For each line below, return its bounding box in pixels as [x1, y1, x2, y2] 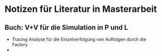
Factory [11, 42, 28, 48]
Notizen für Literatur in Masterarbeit [4, 3, 157, 15]
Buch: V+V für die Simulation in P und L [4, 23, 128, 32]
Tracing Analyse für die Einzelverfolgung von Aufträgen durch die [11, 36, 147, 42]
